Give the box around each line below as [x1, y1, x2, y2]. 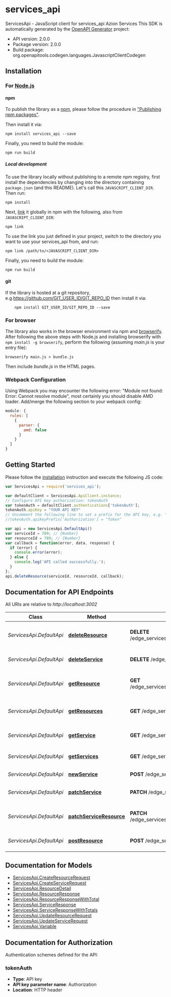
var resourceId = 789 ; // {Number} [5, 535, 81, 541]
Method [87, 613, 107, 621]
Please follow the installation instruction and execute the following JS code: [5, 474, 164, 480]
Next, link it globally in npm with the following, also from [5, 209, 123, 215]
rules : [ [10, 413, 28, 418]
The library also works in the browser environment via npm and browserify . [5, 328, 163, 334]
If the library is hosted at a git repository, [5, 290, 91, 296]
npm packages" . [5, 111, 40, 118]
